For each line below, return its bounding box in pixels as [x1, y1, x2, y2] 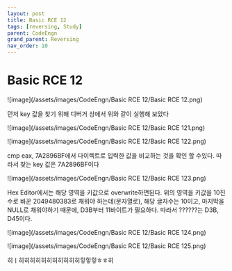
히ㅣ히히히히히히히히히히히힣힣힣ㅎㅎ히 [7, 256, 114, 264]
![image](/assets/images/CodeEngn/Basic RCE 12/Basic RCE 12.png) [7, 95, 203, 104]
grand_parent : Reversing [7, 36, 79, 43]
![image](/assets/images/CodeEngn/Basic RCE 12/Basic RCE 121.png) [7, 123, 206, 132]
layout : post [7, 10, 45, 17]
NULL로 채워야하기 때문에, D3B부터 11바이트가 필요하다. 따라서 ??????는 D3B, [7, 206, 219, 214]
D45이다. [7, 214, 33, 222]
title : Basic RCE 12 [7, 17, 67, 24]
